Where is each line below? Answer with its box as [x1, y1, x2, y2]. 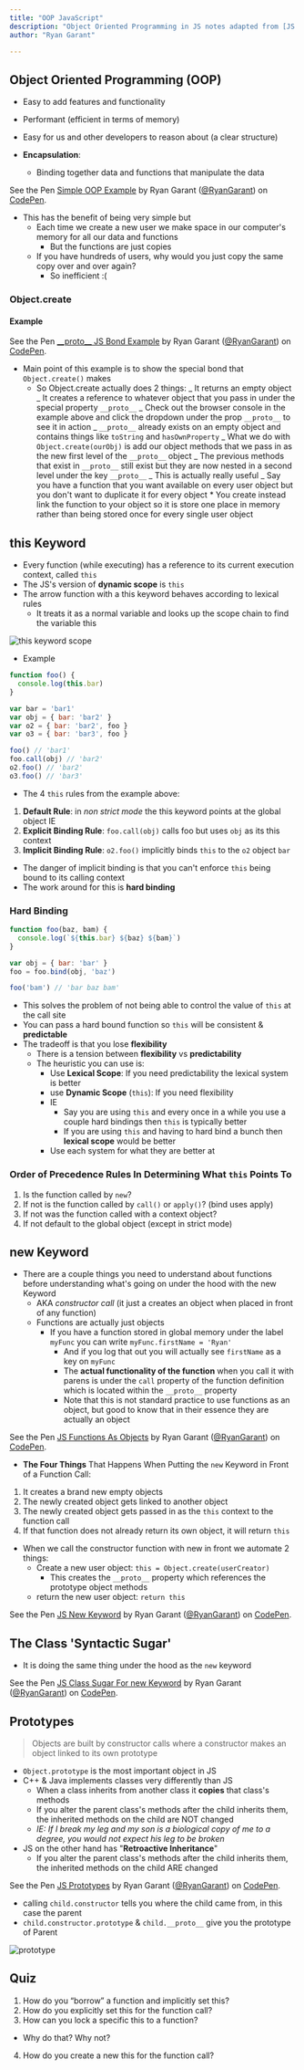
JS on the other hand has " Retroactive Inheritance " [22, 1843, 218, 1854]
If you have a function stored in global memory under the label [49, 1327, 284, 1338]
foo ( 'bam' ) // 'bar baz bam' [9, 983, 120, 993]
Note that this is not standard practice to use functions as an [63, 1395, 290, 1406]
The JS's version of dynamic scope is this [22, 579, 185, 590]
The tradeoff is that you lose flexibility [22, 1039, 167, 1050]
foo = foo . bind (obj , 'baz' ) [9, 967, 117, 977]
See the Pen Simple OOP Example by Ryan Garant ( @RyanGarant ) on [9, 184, 269, 196]
